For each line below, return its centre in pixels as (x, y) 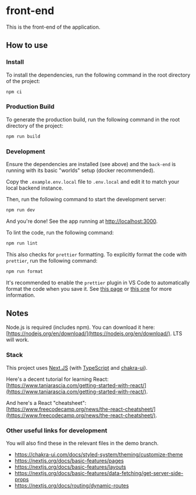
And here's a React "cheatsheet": (46, 403)
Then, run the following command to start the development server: (86, 199)
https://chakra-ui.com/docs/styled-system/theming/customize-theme (99, 454)
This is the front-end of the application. (53, 27)
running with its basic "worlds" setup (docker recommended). (80, 170)
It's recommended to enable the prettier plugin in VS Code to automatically (98, 283)
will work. (18, 340)
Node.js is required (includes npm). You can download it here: (80, 327)
